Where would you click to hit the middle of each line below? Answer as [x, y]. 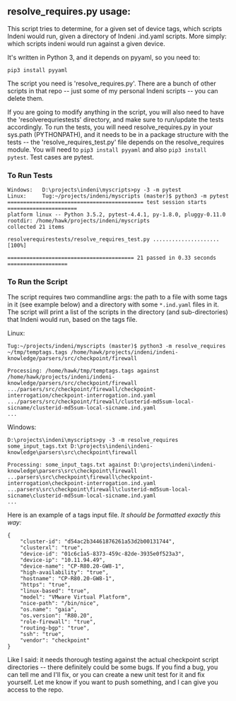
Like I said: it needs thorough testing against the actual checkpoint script [113, 660]
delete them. [26, 98]
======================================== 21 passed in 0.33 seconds [112, 258]
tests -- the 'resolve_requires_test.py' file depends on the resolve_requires [116, 142]
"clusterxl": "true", [52, 548]
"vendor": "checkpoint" [55, 641]
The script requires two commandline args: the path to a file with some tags [117, 297]
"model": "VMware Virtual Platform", [76, 597]
